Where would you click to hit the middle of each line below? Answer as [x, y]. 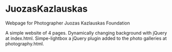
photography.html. [25, 43]
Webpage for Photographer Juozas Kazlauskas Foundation [68, 23]
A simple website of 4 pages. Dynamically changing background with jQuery [86, 33]
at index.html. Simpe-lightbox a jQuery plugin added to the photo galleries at [86, 38]
